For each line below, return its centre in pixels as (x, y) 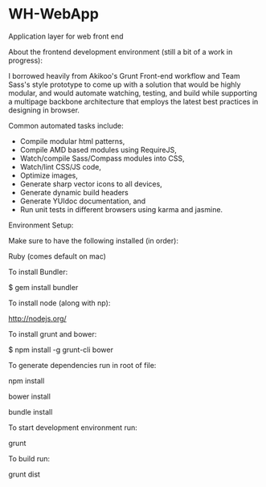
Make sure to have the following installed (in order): (94, 240)
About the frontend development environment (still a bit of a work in (121, 51)
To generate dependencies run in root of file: (82, 365)
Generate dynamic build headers (74, 192)
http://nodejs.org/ (37, 318)
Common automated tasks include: (66, 125)
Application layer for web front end (66, 36)
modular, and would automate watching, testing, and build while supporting (133, 92)
